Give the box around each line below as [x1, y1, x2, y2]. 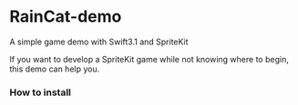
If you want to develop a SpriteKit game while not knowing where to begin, [9, 53, 289, 64]
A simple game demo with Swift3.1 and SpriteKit [9, 36, 189, 47]
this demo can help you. [9, 63, 100, 74]
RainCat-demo [9, 6, 122, 27]
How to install [9, 86, 71, 99]
